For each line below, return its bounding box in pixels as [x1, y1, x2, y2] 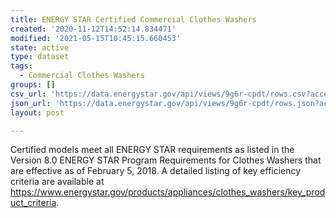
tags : [10, 61, 33, 71]
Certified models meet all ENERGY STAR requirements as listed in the [10, 144, 295, 156]
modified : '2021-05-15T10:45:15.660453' [10, 33, 182, 43]
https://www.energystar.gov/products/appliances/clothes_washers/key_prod [10, 186, 326, 198]
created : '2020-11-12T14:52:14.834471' [10, 24, 177, 34]
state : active [10, 42, 70, 53]
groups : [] [10, 80, 56, 90]
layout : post [10, 107, 65, 118]
